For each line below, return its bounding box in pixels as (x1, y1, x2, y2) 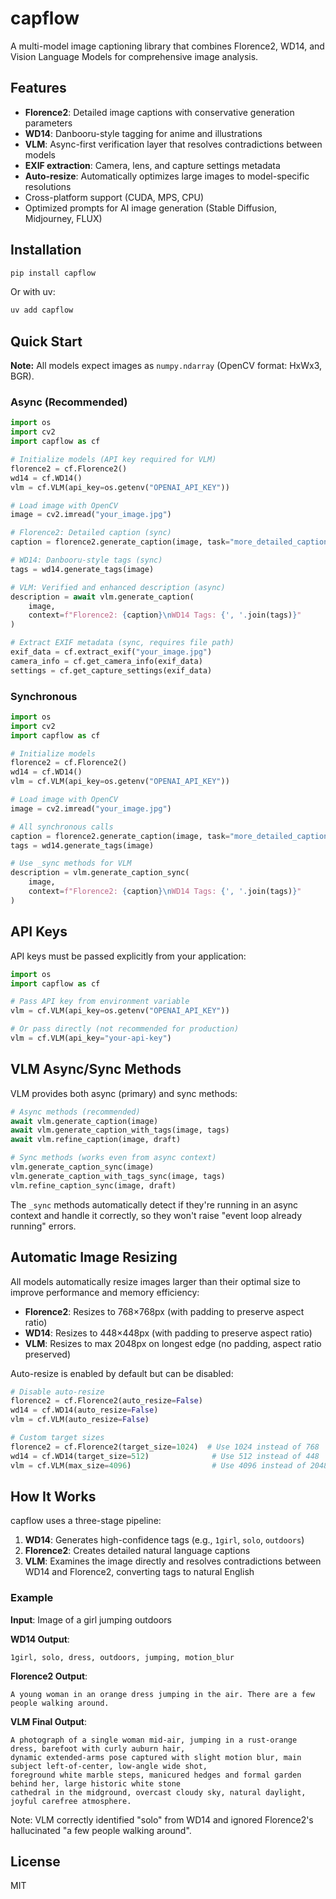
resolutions (24, 180, 72, 192)
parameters (24, 117, 73, 129)
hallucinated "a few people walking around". (10, 1824, 192, 1836)
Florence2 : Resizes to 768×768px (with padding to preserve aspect (24, 1305, 305, 1317)
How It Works (10, 1488, 97, 1505)
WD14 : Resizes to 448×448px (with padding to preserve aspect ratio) (24, 1327, 313, 1339)
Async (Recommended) (10, 395, 128, 409)
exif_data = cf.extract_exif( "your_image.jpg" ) (10, 647, 213, 657)
